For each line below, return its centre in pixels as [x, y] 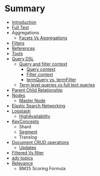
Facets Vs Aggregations [43, 38]
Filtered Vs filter [28, 152]
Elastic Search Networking [38, 106]
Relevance [22, 163]
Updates [28, 147]
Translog [28, 137]
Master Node [32, 100]
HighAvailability [35, 116]
